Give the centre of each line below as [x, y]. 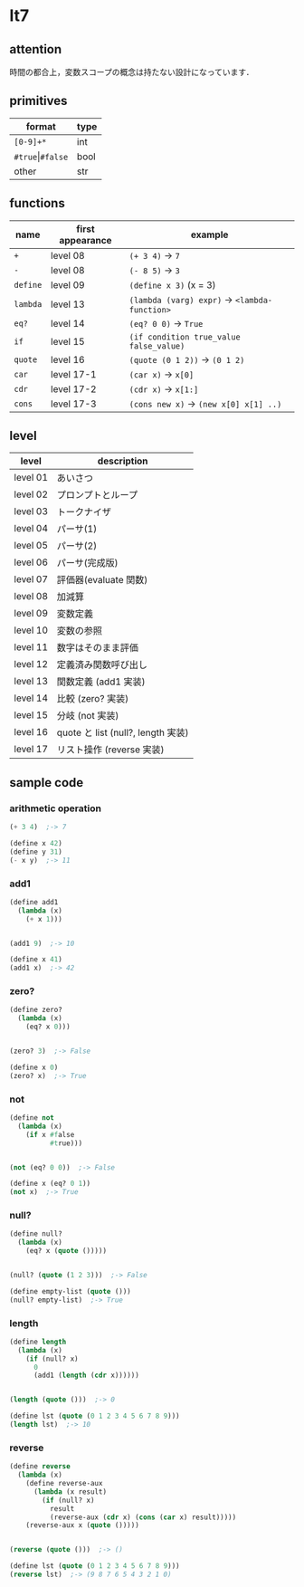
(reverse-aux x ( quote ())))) [83, 1525]
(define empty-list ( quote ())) [70, 1291]
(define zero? [36, 1010]
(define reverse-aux [64, 1484]
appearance [85, 240]
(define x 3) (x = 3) [172, 284]
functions [37, 203]
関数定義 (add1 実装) [101, 682]
